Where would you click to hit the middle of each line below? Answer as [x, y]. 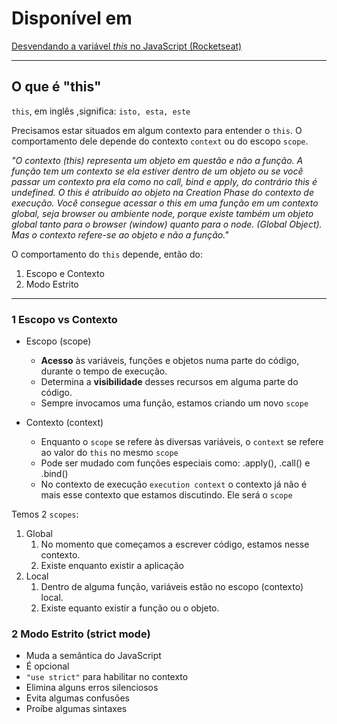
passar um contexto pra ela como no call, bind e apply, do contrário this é [164, 181]
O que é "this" [56, 87]
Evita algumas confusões [77, 698]
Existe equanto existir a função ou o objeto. [130, 608]
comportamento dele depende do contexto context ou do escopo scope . [160, 141]
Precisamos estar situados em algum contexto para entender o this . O [157, 130]
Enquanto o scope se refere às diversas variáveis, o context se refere [182, 442]
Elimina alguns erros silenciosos [92, 688]
